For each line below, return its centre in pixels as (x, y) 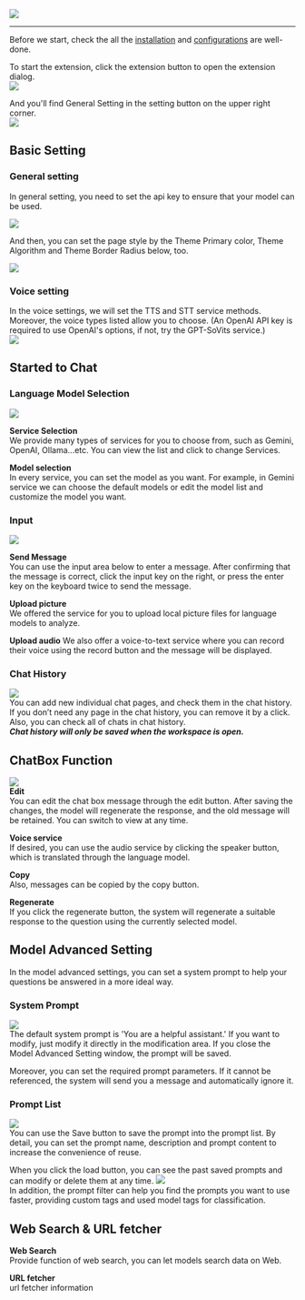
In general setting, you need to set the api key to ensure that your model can (152, 197)
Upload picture (38, 603)
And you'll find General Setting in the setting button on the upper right (140, 103)
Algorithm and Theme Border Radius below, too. (99, 250)
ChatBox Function (61, 760)
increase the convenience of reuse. (76, 1153)
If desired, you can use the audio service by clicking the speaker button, (144, 848)
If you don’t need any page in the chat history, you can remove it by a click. (150, 712)
